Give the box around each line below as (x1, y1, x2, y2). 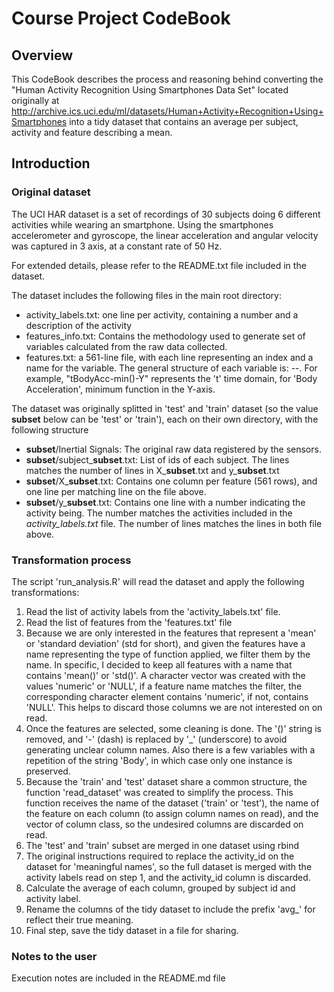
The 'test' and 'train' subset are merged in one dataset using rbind (25, 839, 300, 851)
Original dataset (11, 185, 91, 199)
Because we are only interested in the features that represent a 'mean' (25, 627, 317, 639)
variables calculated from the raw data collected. (25, 340, 228, 352)
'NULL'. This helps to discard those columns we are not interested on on (25, 701, 323, 713)
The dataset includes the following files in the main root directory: (11, 289, 282, 301)
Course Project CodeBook (11, 7, 231, 30)
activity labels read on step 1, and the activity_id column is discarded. (25, 871, 311, 883)
